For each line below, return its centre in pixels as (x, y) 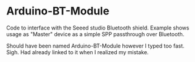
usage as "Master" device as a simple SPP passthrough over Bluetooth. (95, 34)
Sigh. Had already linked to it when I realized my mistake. (78, 52)
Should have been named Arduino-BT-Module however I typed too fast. (95, 46)
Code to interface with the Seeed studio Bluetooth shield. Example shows (98, 28)
